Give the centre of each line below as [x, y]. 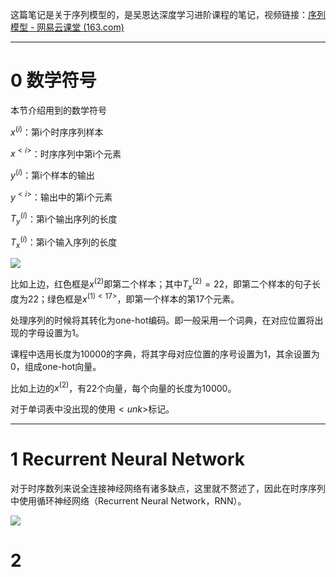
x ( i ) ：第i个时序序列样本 [57, 131]
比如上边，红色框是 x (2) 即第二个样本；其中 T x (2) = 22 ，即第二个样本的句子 [161, 284]
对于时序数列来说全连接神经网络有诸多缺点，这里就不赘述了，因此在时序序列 [168, 489]
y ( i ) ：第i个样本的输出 [52, 174]
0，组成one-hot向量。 [56, 366]
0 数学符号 [53, 80]
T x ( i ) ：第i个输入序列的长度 [64, 242]
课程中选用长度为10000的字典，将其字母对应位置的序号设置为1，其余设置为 [165, 354]
